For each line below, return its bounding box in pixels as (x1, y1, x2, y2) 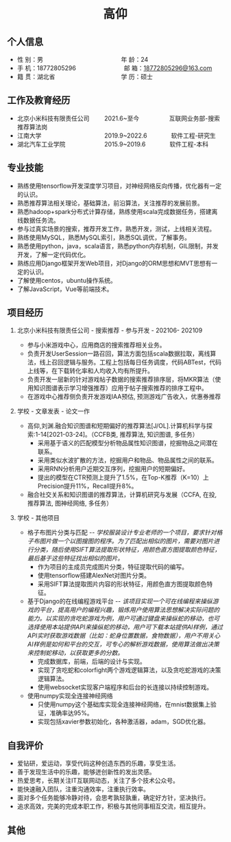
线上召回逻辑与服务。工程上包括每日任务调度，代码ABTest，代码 (39, 358, 221, 367)
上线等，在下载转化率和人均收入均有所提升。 (27, 367, 154, 375)
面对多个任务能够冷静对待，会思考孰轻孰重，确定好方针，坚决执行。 (16, 794, 210, 802)
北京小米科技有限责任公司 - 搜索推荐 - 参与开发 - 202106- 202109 (16, 326, 203, 334)
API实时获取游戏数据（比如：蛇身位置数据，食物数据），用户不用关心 (27, 631, 221, 640)
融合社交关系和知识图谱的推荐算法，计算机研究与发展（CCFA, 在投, (27, 490, 217, 499)
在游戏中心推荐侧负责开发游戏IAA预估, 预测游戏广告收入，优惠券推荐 (27, 393, 221, 401)
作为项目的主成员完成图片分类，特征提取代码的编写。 (37, 563, 189, 571)
